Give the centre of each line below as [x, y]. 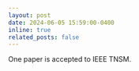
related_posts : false [44, 37]
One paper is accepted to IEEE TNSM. [70, 59]
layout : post [30, 15]
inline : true [30, 30]
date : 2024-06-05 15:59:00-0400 [61, 23]
